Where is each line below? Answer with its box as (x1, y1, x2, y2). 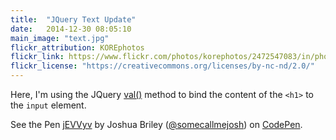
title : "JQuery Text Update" (10, 14, 137, 25)
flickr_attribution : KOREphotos (10, 42, 145, 53)
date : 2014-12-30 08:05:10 (10, 24, 132, 34)
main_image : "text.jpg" (10, 33, 110, 43)
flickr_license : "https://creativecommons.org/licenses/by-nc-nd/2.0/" (10, 61, 315, 71)
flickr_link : (10, 52, 65, 62)
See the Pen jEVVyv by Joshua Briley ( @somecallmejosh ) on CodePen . (10, 119, 303, 130)
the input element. (10, 99, 87, 111)
